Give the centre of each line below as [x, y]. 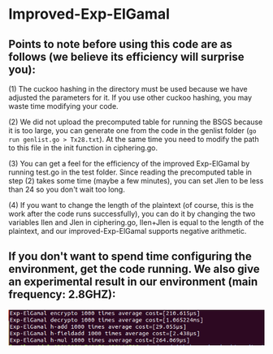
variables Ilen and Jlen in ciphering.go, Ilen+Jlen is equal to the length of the [136, 222]
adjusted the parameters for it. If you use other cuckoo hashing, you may [130, 97]
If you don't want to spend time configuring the [130, 257]
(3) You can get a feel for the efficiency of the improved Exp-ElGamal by [129, 164]
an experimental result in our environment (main [133, 282]
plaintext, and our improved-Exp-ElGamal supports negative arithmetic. [128, 231]
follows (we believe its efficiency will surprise [126, 56]
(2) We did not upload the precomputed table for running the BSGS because [136, 122]
